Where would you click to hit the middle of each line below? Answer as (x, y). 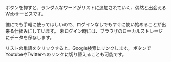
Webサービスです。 (26, 14)
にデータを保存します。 (30, 37)
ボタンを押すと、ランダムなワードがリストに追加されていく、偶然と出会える (86, 7)
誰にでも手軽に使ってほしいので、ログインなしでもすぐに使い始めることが (84, 25)
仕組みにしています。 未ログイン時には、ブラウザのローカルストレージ (88, 31)
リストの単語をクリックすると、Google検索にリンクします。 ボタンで (78, 48)
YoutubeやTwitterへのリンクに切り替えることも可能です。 (66, 54)
